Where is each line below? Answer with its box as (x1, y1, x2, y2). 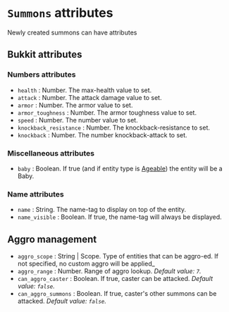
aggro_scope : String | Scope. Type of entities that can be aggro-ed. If (17, 252, 219, 261)
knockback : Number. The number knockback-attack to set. (17, 130, 188, 139)
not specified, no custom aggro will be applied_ (17, 259, 155, 268)
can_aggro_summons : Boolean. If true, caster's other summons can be (17, 289, 217, 298)
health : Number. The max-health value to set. (17, 86, 152, 94)
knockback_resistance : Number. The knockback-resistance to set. (17, 123, 210, 132)
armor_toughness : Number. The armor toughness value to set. (17, 108, 197, 117)
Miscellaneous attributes (7, 148, 95, 158)
